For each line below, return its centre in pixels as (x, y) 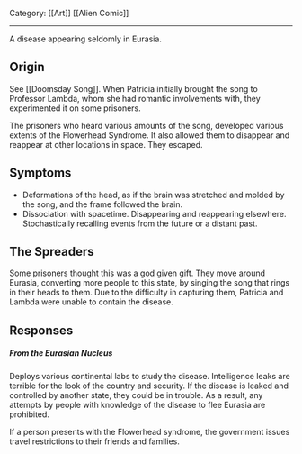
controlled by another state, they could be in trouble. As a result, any (136, 395)
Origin (27, 67)
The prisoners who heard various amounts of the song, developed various (147, 125)
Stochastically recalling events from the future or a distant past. (140, 223)
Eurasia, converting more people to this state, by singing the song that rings (150, 283)
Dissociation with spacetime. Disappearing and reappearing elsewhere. (154, 213)
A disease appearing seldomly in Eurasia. (85, 39)
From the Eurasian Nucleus (61, 353)
